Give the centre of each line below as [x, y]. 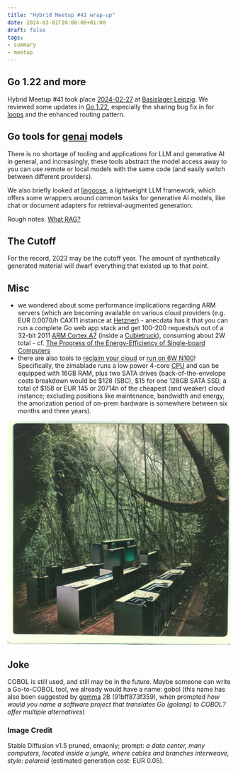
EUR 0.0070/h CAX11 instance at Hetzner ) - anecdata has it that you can [123, 320]
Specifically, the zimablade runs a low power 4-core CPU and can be [118, 366]
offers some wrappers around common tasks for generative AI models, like [117, 197]
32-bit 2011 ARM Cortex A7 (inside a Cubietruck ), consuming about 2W [121, 336]
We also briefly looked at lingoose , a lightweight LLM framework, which [112, 190]
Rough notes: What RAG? [44, 219]
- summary [22, 45]
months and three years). [55, 411]
